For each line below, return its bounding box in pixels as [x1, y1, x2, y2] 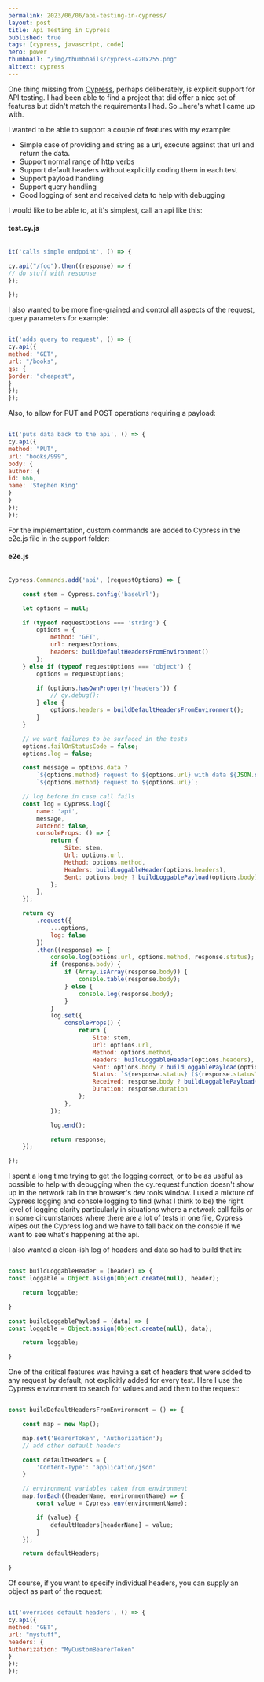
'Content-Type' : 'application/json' [36, 1463, 156, 1471]
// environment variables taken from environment [22, 1485, 189, 1493]
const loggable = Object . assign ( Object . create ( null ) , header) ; [8, 1275, 220, 1283]
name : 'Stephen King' [8, 482, 79, 490]
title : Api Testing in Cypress [8, 26, 111, 34]
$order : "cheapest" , [8, 372, 76, 380]
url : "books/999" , [8, 452, 68, 461]
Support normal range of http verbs [19, 157, 135, 166]
